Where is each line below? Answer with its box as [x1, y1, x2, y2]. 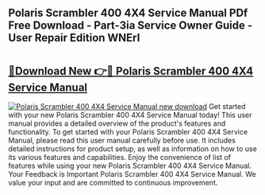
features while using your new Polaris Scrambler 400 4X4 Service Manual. [8, 161, 252, 170]
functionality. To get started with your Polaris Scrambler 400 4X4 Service [8, 127, 248, 136]
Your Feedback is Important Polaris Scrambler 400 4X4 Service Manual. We [8, 170, 256, 178]
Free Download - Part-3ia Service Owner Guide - [8, 19, 253, 33]
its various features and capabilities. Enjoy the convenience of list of [8, 153, 232, 162]
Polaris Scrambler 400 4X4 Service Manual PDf [8, 6, 248, 20]
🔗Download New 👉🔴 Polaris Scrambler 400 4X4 [8, 64, 254, 78]
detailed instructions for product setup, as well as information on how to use [8, 144, 258, 154]
